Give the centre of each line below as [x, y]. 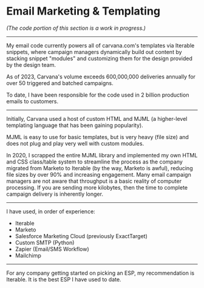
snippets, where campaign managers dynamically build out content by [94, 52]
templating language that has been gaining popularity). [75, 125]
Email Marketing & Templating [83, 11]
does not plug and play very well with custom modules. [75, 143]
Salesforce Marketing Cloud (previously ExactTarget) [81, 236]
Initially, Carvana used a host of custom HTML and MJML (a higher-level [97, 118]
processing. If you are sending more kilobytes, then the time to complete [97, 187]
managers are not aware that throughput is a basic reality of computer [94, 181]
